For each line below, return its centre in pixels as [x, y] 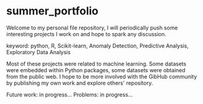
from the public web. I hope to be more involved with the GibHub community [102, 76]
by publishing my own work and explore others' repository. [80, 83]
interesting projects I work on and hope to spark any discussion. [86, 34]
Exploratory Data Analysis [38, 52]
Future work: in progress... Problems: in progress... [70, 94]
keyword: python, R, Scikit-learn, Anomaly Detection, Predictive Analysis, [98, 46]
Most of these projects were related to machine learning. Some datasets [96, 64]
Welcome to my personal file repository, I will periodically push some [92, 28]
